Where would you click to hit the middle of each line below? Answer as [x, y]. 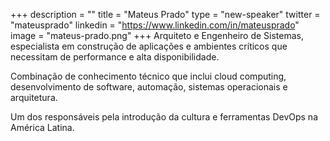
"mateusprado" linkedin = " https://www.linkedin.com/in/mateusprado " [155, 25]
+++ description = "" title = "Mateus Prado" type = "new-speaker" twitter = [165, 14]
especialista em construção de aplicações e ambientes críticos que [149, 46]
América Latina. [42, 127]
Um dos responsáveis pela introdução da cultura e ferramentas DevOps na [164, 117]
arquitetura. [34, 97]
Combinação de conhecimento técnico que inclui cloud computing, [148, 76]
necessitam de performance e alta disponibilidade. [115, 57]
